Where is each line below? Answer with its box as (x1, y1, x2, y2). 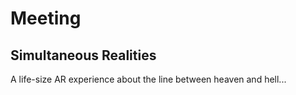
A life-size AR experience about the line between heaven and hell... (10, 73, 287, 85)
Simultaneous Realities (10, 47, 157, 64)
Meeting (10, 7, 82, 30)
